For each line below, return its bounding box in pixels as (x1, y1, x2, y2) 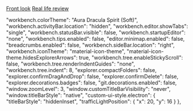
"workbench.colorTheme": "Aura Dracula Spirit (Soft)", (6, 17, 139, 23)
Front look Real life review (6, 5, 69, 12)
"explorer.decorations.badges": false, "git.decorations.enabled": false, (6, 79, 177, 86)
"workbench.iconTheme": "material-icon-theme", (6, 48, 126, 55)
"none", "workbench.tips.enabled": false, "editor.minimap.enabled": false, (6, 35, 185, 42)
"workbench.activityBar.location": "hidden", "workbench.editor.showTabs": (6, 23, 188, 30)
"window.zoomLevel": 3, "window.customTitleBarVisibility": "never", (6, 86, 171, 92)
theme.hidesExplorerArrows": (6, 54, 78, 61)
